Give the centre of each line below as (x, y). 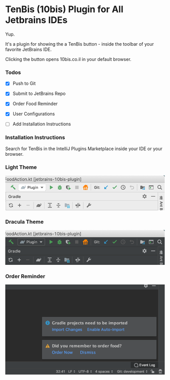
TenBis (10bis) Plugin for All (64, 9)
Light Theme (21, 167)
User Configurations (34, 114)
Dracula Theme (25, 222)
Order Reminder (25, 276)
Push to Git (24, 83)
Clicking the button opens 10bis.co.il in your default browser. (68, 59)
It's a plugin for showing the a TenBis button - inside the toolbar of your (80, 44)
